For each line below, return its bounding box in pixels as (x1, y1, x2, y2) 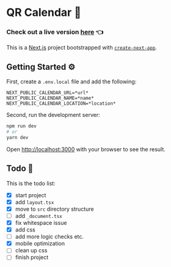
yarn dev (6, 135, 29, 141)
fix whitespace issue (15, 219, 67, 226)
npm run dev (6, 123, 37, 129)
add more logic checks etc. (15, 233, 84, 241)
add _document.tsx (15, 212, 62, 219)
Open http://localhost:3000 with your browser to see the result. (6, 145, 166, 152)
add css (15, 226, 35, 233)
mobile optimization (15, 240, 65, 247)
